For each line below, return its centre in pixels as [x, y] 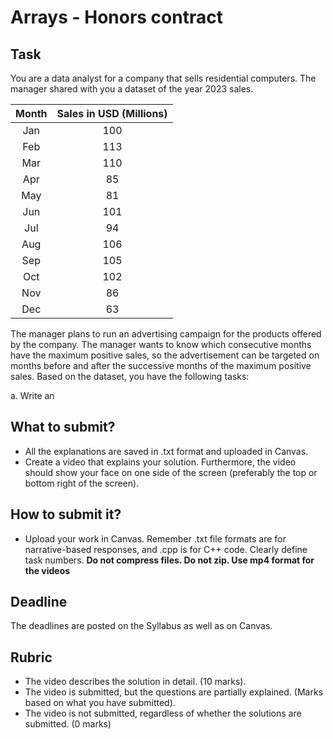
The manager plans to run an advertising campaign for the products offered [166, 334]
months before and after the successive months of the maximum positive [161, 365]
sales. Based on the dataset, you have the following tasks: [130, 376]
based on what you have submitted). [100, 703]
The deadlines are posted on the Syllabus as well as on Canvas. [141, 626]
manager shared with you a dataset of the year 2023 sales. [132, 89]
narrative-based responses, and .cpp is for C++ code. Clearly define [166, 549]
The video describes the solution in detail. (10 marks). [135, 682]
